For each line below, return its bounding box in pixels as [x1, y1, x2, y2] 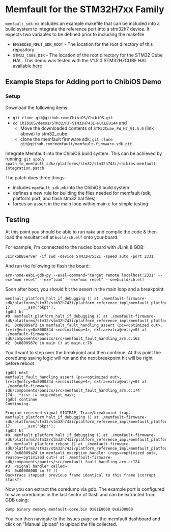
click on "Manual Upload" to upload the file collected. [5, 521, 118, 527]
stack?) [5, 477, 22, 483]
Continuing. [5, 402, 31, 407]
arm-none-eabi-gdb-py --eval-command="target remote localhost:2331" [5, 273, 156, 278]
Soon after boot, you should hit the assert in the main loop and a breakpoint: [5, 286, 165, 292]
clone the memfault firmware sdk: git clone [20, 136, 113, 142]
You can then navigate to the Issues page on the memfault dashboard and [5, 516, 160, 522]
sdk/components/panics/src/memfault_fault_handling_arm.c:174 [5, 388, 140, 393]
